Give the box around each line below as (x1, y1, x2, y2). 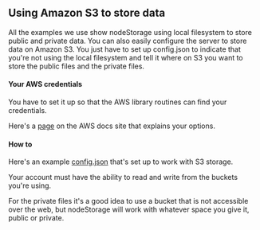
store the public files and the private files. (8, 61, 145, 71)
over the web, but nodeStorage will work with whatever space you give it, (8, 205, 250, 214)
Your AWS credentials (8, 80, 82, 89)
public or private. (8, 213, 65, 223)
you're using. (8, 181, 52, 190)
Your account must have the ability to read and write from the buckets (8, 173, 238, 182)
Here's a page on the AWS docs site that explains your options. (8, 121, 215, 131)
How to (8, 139, 33, 149)
